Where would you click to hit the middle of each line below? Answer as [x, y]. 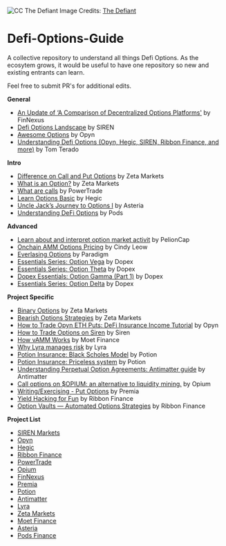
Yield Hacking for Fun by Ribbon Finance [75, 398]
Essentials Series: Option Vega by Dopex [75, 261]
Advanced [22, 226]
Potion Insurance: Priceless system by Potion [82, 361]
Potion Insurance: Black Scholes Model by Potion [87, 354]
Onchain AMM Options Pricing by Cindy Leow [82, 247]
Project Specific [30, 296]
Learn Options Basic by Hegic [59, 198]
